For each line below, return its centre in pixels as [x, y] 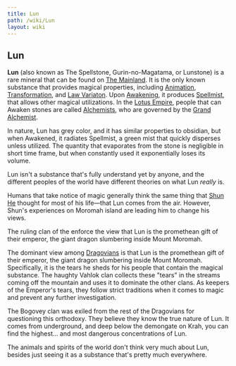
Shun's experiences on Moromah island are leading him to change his [108, 210]
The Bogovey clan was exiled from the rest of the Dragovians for [101, 311]
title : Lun [23, 14]
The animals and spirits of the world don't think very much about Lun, [108, 347]
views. [17, 218]
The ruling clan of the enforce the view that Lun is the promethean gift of [113, 232]
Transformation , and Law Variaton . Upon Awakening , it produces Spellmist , [116, 95]
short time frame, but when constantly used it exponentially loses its [106, 153]
